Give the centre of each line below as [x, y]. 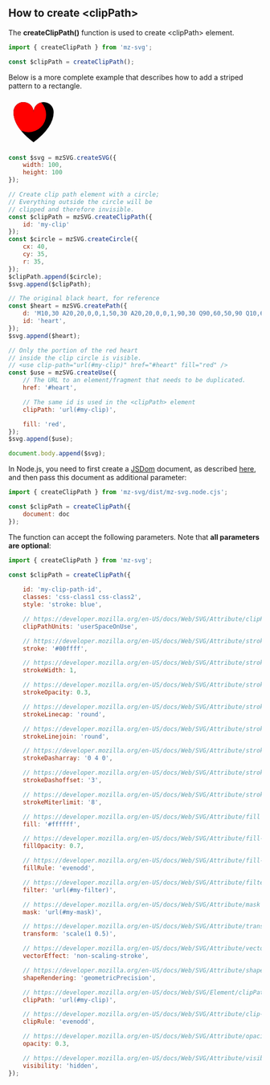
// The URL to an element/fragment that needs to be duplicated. [135, 381]
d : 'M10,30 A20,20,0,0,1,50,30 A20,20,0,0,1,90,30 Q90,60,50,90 [133, 314]
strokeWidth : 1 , [50, 671]
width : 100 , [43, 165]
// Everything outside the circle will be [80, 202]
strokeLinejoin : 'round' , [66, 736]
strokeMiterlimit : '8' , [63, 802]
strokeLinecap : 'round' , [64, 714]
